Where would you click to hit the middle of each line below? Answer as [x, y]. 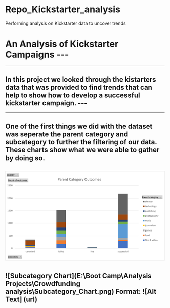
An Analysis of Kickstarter [62, 44]
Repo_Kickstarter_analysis [63, 9]
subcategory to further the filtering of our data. [81, 142]
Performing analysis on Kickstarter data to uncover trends [66, 23]
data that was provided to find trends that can [79, 87]
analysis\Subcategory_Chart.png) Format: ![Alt [81, 292]
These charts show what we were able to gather [82, 150]
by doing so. [25, 158]
